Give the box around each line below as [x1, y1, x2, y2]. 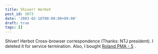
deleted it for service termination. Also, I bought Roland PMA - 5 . [5, 43, 136, 49]
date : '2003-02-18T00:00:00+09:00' [5, 16, 78, 21]
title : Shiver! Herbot [5, 7, 51, 12]
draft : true [5, 20, 29, 26]
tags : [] [5, 25, 23, 30]
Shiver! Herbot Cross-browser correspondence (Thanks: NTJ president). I [5, 38, 154, 44]
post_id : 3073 [5, 12, 34, 16]
